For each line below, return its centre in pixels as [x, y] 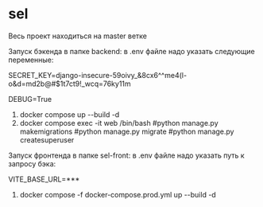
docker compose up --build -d [70, 114]
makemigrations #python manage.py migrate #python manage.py [127, 131]
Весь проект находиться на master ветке [78, 36]
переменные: [31, 60]
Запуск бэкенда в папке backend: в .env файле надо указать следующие [132, 51]
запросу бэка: [32, 163]
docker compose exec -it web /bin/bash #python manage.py [119, 123]
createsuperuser [47, 139]
